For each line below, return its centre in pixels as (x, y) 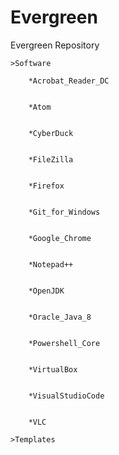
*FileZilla (51, 159)
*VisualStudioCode (66, 396)
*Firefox (46, 186)
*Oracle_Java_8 (60, 317)
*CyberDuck (51, 133)
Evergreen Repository (55, 45)
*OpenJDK (46, 291)
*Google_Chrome (60, 238)
